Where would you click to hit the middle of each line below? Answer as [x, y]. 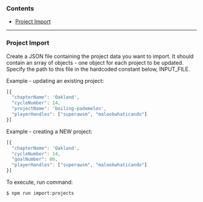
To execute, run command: [40, 182]
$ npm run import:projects [40, 194]
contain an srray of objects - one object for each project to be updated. [95, 62]
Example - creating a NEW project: [49, 131]
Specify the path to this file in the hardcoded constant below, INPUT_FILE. [98, 69]
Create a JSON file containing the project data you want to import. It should [100, 56]
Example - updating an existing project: [55, 80]
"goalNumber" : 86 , [35, 159]
